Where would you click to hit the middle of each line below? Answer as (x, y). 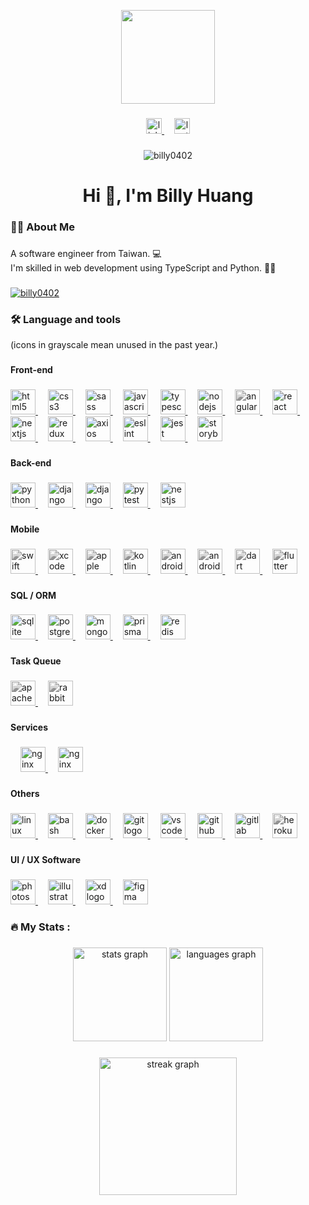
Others (25, 794)
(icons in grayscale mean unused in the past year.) (114, 345)
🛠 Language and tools (66, 319)
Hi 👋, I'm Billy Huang (168, 196)
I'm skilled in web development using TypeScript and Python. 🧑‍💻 (143, 267)
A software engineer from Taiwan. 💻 (86, 253)
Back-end (31, 462)
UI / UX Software (46, 859)
